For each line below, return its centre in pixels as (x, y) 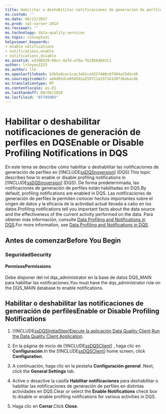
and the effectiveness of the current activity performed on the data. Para (79, 214)
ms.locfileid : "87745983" (32, 97)
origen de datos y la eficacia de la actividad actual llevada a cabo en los (78, 204)
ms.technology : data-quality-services (45, 33)
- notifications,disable (31, 56)
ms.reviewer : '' (22, 28)
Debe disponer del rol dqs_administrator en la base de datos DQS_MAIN (78, 277)
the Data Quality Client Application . (48, 336)
